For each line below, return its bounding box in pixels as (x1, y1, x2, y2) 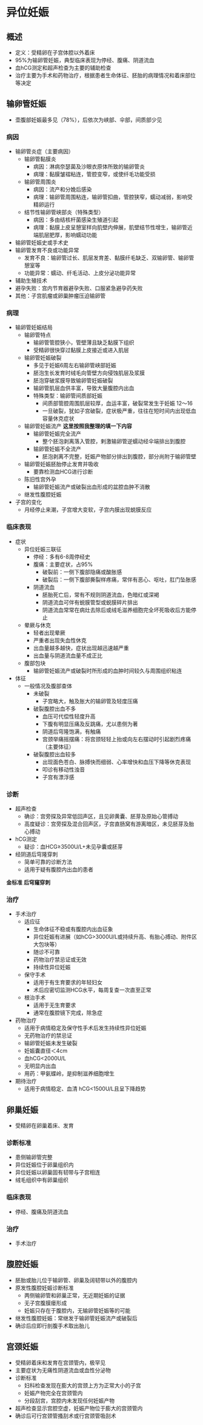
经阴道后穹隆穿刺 (15, 851, 58, 858)
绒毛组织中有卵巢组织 (15, 1176, 68, 1184)
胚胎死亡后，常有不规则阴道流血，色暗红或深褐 (42, 591, 159, 598)
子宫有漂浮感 (42, 773, 75, 781)
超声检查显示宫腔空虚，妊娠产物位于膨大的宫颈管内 (15, 1404, 143, 1412)
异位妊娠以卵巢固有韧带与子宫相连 (15, 1168, 101, 1176)
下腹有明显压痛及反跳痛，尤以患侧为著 (42, 720, 138, 727)
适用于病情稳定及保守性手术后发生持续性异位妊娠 (24, 1024, 147, 1032)
